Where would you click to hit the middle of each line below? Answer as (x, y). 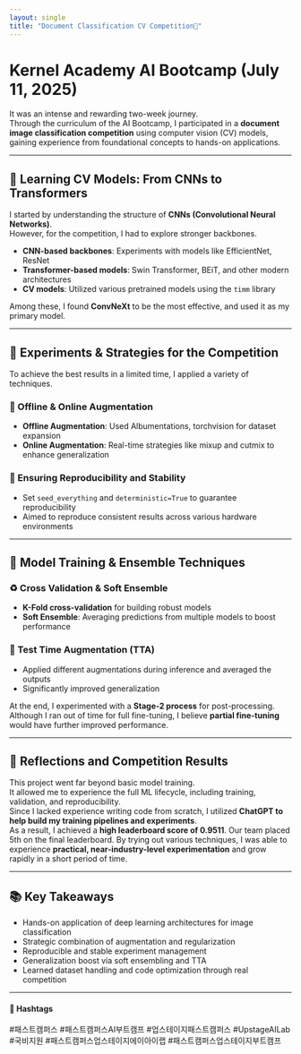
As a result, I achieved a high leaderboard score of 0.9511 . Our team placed (150, 830)
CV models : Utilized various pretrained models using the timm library (149, 289)
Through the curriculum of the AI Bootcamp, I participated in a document (145, 124)
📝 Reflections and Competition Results (119, 762)
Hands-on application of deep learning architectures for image (138, 922)
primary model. (37, 316)
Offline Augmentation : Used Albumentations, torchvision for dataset (149, 426)
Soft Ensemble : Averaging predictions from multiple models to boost (149, 617)
